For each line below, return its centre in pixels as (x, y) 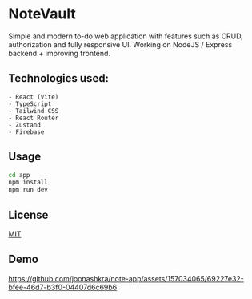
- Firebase (26, 132)
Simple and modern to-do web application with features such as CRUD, (126, 36)
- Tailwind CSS (34, 111)
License (28, 214)
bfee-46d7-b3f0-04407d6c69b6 (63, 287)
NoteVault (42, 14)
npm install (28, 182)
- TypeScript (30, 104)
